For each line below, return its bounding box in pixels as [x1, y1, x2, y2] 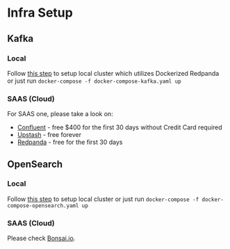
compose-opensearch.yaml [7, 202, 79, 209]
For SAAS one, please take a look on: [7, 110, 113, 118]
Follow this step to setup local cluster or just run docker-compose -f [7, 195, 199, 203]
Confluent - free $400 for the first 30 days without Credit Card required [17, 123, 222, 131]
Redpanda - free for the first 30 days [17, 138, 123, 147]
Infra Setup [7, 5, 73, 21]
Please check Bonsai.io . [7, 234, 76, 243]
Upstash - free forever [17, 131, 82, 139]
